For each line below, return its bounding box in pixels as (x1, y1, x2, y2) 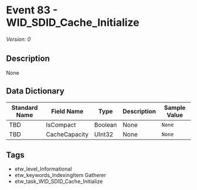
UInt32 (94, 130, 114, 138)
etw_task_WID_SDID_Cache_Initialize (14, 178, 103, 185)
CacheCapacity (46, 130, 89, 138)
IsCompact (46, 120, 76, 129)
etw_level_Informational (14, 165, 72, 172)
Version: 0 (6, 36, 31, 43)
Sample (164, 103, 186, 112)
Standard (11, 103, 38, 112)
